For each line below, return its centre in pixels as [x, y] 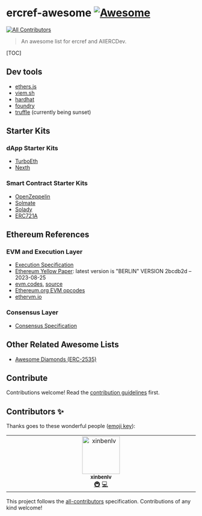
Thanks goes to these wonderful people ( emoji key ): [71, 426]
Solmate [25, 203]
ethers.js [26, 86]
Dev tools [24, 72]
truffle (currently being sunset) [53, 112]
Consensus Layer [32, 312]
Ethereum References [48, 235]
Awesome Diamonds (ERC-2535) [56, 359]
